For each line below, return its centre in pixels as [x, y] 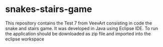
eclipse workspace [25, 39]
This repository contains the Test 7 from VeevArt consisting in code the [78, 23]
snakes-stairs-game [49, 9]
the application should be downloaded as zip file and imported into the [78, 33]
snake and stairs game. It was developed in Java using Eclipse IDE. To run [82, 28]
